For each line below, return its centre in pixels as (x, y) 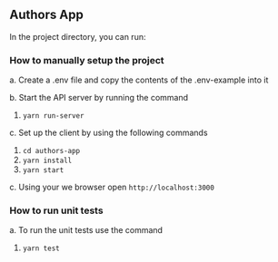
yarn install (47, 161)
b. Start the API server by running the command (99, 98)
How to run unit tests (56, 210)
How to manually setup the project (87, 60)
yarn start (43, 170)
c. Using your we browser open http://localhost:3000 (112, 187)
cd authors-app (51, 151)
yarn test (41, 248)
